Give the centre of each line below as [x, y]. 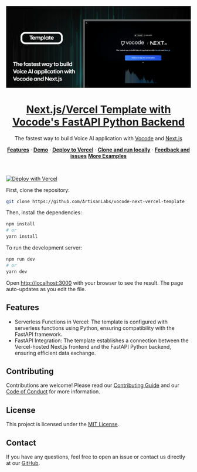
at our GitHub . [23, 463]
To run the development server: [44, 248]
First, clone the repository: [38, 190]
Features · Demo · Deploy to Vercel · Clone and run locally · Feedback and [98, 150]
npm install [21, 224]
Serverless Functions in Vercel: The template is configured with [91, 322]
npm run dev [21, 259]
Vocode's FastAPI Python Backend [98, 122]
